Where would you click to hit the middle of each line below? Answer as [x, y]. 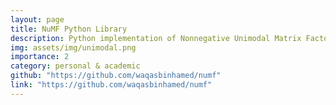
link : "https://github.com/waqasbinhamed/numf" [111, 85]
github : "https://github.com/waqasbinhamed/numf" [116, 76]
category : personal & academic [75, 66]
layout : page [37, 19]
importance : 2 [40, 57]
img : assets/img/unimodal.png [73, 47]
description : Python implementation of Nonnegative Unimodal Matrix [156, 38]
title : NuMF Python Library [69, 29]
